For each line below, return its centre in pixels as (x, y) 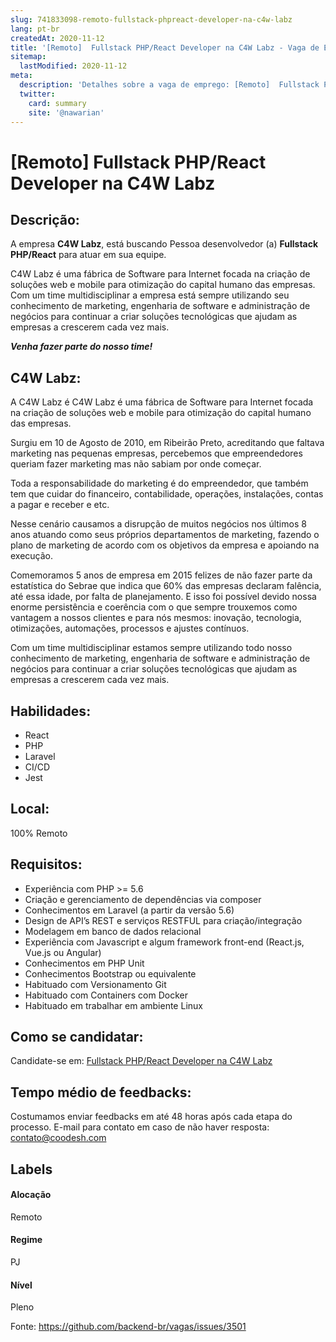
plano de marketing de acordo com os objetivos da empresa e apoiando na (165, 545)
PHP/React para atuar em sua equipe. (88, 255)
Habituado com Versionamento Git (95, 984)
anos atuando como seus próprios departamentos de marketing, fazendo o (165, 535)
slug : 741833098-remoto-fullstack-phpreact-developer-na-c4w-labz (151, 19)
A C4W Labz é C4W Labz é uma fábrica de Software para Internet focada (162, 402)
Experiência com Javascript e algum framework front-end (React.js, (164, 942)
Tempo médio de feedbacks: (101, 1092)
